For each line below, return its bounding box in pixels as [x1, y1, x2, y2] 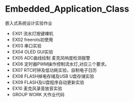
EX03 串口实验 [12, 42, 42, 48]
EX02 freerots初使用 [12, 37, 53, 42]
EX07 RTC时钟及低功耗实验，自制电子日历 [12, 67, 97, 73]
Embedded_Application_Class [5, 3, 130, 15]
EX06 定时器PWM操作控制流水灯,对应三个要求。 [12, 61, 110, 67]
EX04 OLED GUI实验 [12, 49, 53, 55]
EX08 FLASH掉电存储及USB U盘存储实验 [12, 73, 94, 79]
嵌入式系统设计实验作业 [5, 20, 52, 26]
